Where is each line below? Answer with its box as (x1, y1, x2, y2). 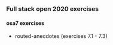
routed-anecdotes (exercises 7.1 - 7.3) (14, 33, 108, 40)
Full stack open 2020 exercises (6, 5, 99, 13)
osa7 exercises (6, 20, 45, 27)
